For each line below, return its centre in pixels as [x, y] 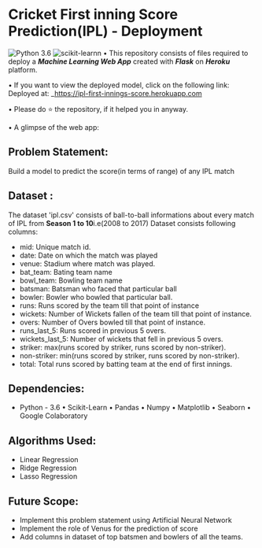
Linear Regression [49, 460]
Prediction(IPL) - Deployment [105, 31]
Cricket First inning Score [93, 15]
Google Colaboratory [54, 416]
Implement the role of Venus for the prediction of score [109, 528]
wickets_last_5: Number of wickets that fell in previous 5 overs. [121, 339]
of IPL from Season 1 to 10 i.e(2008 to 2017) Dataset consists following [122, 223]
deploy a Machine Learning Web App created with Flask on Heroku [119, 61]
